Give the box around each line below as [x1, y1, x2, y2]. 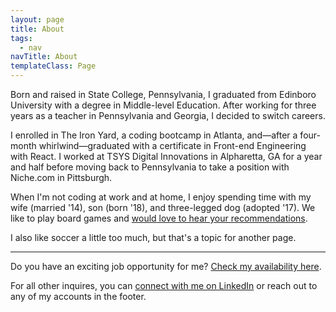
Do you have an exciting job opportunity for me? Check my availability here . [10, 261, 322, 272]
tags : [10, 33, 33, 43]
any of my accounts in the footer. [10, 291, 147, 302]
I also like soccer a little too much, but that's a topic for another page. [10, 232, 297, 243]
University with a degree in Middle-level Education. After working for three [10, 99, 317, 111]
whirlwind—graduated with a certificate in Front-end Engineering [38, 140, 307, 151]
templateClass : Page [10, 61, 97, 71]
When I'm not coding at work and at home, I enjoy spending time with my [10, 191, 312, 203]
